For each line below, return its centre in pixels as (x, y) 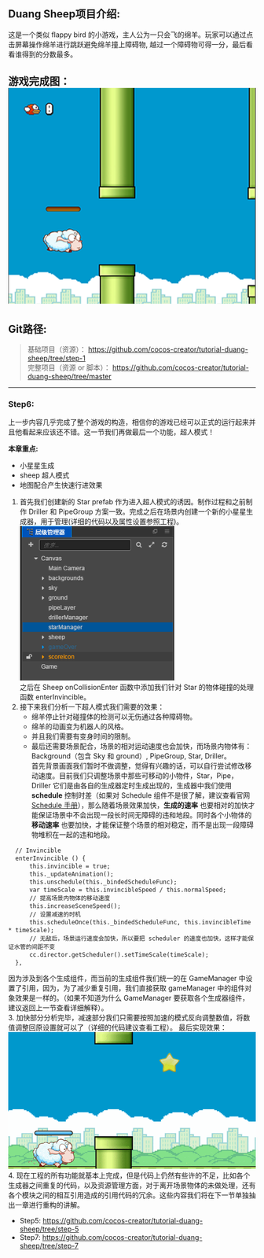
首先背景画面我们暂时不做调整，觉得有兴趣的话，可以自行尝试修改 (138, 766)
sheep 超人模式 (44, 475)
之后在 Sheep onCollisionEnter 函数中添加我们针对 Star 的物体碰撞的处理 (136, 688)
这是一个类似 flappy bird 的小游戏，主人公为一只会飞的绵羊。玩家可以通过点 (131, 35)
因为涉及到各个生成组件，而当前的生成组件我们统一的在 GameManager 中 (127, 979)
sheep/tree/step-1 (57, 358)
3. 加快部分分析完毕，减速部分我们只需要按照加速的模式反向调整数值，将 (126, 1018)
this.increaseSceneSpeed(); (75, 906)
